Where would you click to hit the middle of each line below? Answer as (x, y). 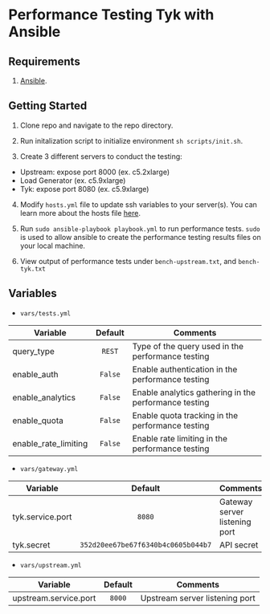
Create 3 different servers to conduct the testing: (101, 156)
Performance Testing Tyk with (111, 15)
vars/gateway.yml (49, 469)
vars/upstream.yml (51, 565)
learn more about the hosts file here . (80, 213)
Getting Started (48, 106)
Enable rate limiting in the (180, 438)
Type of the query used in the (188, 346)
